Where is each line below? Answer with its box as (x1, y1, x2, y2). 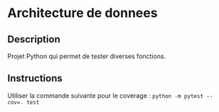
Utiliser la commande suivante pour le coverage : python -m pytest (7, 91, 204, 100)
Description (7, 33, 60, 45)
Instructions (7, 72, 63, 84)
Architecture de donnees (7, 5, 158, 21)
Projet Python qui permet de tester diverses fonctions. (7, 52, 166, 60)
